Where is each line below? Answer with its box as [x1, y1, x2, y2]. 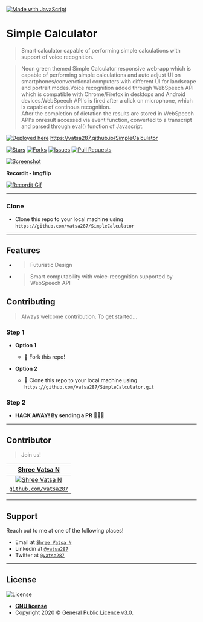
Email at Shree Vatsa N [14, 539, 72, 546]
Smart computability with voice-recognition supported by [30, 273, 173, 280]
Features [6, 245, 40, 255]
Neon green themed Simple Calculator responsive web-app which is [21, 65, 192, 72]
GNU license [14, 602, 47, 609]
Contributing [6, 297, 56, 307]
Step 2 [6, 399, 26, 407]
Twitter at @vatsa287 [14, 551, 65, 559]
